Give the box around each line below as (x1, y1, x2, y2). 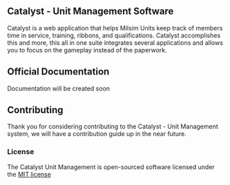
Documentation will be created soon (7, 84, 111, 92)
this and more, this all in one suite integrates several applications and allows (7, 38, 223, 47)
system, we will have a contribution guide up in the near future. (7, 130, 186, 138)
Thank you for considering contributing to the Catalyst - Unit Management (7, 122, 219, 130)
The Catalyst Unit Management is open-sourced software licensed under (7, 162, 215, 171)
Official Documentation (7, 66, 110, 78)
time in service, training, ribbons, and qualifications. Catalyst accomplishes (7, 31, 221, 39)
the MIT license (7, 170, 52, 178)
